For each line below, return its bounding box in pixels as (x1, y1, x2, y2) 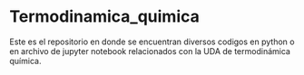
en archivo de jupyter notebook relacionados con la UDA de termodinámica (9, 45, 290, 56)
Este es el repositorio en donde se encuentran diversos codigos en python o (9, 36, 295, 47)
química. (9, 55, 42, 66)
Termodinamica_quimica (9, 6, 200, 27)
